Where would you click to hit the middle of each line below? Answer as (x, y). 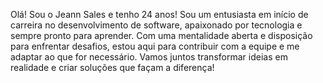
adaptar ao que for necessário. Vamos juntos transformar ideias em (149, 57)
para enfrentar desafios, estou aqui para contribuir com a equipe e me (155, 46)
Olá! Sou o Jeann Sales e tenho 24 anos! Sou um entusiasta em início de (159, 14)
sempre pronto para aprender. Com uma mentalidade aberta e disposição (161, 35)
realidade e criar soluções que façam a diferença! (112, 67)
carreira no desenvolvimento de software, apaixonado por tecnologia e (156, 25)
